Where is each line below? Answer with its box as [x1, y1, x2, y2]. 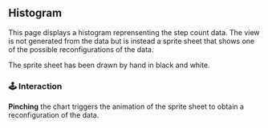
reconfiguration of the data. [8, 110, 99, 120]
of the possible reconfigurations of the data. [8, 44, 154, 54]
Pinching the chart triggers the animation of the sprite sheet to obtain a [8, 102, 245, 111]
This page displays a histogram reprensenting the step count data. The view [8, 27, 260, 37]
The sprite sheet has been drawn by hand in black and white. [8, 60, 210, 70]
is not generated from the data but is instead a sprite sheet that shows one [8, 36, 255, 46]
